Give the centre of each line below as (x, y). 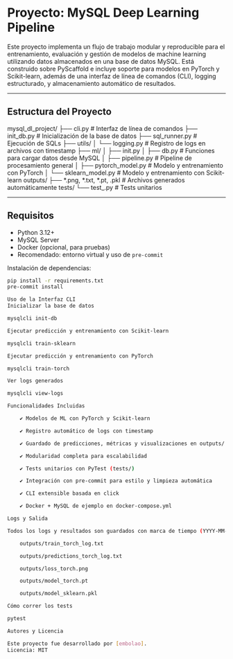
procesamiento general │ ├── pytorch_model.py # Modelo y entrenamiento (115, 165)
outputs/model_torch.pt (54, 581)
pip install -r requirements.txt (55, 281)
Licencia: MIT (28, 650)
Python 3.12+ (36, 232)
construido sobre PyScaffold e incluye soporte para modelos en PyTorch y (113, 69)
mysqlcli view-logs (35, 394)
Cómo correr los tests (40, 606)
